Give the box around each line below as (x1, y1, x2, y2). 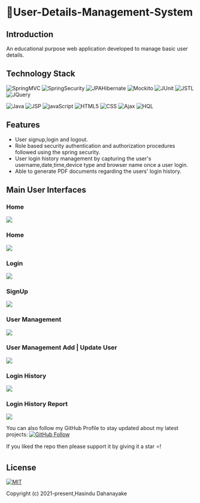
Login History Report (6, 400, 68, 409)
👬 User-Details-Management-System (6, 5, 193, 19)
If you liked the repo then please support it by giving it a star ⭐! (6, 443, 162, 450)
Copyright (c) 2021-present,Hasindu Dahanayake (6, 490, 128, 497)
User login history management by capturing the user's (14, 155, 151, 162)
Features (6, 120, 40, 130)
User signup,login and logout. (14, 136, 88, 143)
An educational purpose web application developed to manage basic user (6, 45, 189, 52)
